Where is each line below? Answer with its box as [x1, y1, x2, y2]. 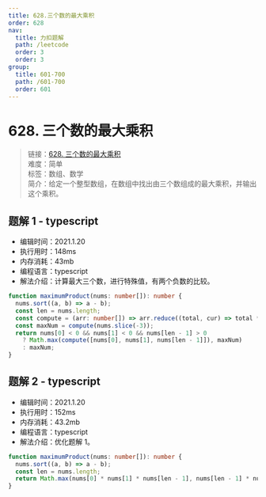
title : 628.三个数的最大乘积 [8, 11, 95, 20]
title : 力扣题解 [15, 33, 65, 42]
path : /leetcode [15, 41, 69, 49]
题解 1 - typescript [8, 214, 99, 228]
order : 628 [8, 19, 44, 27]
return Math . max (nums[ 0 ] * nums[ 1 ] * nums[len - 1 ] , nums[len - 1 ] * [15, 475, 250, 483]
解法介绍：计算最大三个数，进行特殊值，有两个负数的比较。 [19, 276, 215, 286]
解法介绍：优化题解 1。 [19, 437, 95, 446]
